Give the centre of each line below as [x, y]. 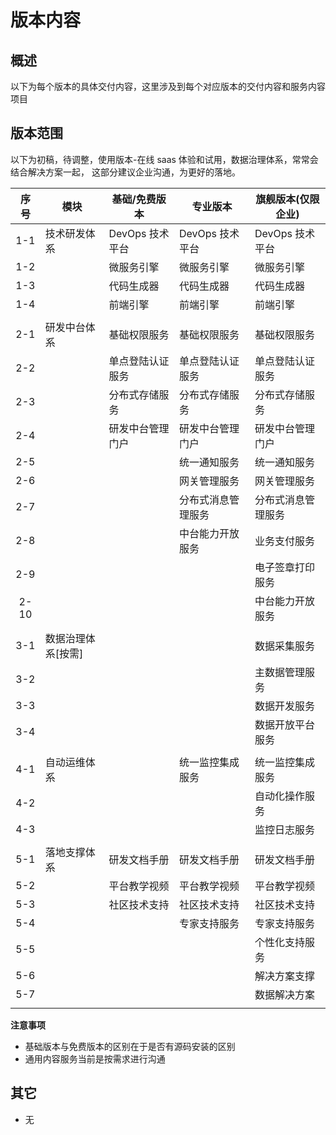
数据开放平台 [284, 724]
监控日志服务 [284, 829]
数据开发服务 [284, 706]
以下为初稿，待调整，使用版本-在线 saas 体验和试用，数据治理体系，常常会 [164, 159]
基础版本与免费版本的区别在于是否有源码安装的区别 [130, 1046]
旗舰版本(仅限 [287, 199]
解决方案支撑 [284, 976]
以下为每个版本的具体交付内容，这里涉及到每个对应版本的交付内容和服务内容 [168, 86]
